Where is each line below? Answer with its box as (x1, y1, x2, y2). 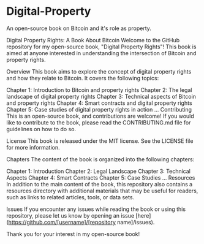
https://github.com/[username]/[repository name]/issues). (8, 218, 155, 226)
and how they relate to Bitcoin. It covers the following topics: (6, 74, 159, 82)
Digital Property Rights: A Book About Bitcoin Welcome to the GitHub (6, 36, 180, 44)
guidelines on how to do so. (6, 125, 77, 132)
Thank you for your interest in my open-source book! (6, 230, 140, 237)
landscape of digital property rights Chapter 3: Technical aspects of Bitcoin (6, 93, 196, 100)
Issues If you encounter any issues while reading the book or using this (6, 205, 186, 213)
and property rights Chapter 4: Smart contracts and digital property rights (6, 99, 192, 107)
